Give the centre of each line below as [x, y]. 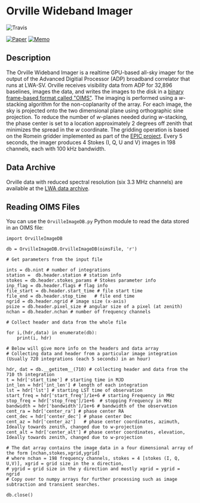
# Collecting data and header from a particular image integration [92, 354]
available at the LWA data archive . [48, 188]
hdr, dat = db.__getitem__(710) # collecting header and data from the [97, 370]
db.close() [20, 495]
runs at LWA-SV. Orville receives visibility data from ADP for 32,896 [89, 85]
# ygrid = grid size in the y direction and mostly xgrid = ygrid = [93, 469]
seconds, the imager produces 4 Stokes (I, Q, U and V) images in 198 [91, 142]
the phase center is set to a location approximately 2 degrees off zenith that [99, 123]
